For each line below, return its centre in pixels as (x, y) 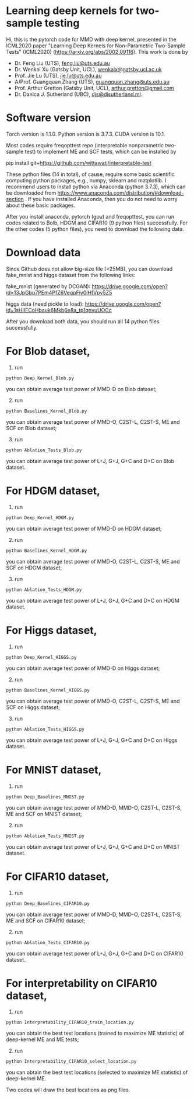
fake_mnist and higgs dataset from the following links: (71, 275)
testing (62, 23)
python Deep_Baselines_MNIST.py (45, 797)
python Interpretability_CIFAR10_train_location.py (70, 1022)
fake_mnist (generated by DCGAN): (48, 286)
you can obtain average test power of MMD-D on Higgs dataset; (83, 668)
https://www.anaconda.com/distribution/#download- (121, 193)
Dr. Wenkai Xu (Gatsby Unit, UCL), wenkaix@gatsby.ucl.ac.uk (88, 69)
